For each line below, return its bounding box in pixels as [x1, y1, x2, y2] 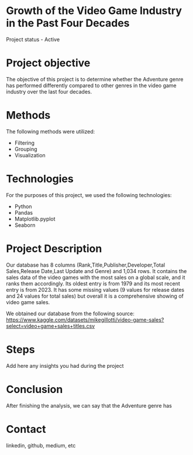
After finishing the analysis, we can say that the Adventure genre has [6, 402, 173, 409]
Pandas [14, 209, 33, 216]
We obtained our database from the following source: [6, 310, 135, 317]
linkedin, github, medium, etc [6, 442, 76, 449]
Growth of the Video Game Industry [6, 4, 182, 18]
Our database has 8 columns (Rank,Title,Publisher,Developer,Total [6, 261, 166, 268]
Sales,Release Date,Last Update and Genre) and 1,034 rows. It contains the [6, 267, 187, 274]
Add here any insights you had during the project [6, 362, 124, 369]
